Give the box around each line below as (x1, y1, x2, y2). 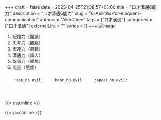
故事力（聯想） (12, 59, 43, 64)
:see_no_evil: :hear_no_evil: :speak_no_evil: (14, 78, 128, 83)
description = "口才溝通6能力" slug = (12, 10, 88, 16)
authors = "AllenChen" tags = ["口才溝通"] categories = (39, 17, 153, 22)
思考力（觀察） (12, 40, 43, 46)
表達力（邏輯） (12, 46, 43, 52)
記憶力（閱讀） (12, 34, 43, 39)
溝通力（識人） (12, 52, 43, 58)
